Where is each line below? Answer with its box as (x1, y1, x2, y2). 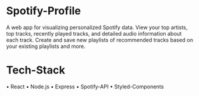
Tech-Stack (6, 63, 66, 77)
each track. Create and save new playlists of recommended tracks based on (6, 36, 194, 43)
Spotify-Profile (6, 4, 82, 18)
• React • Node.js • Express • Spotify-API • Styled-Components (6, 83, 164, 90)
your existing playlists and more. (6, 43, 86, 50)
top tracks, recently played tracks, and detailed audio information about (6, 30, 182, 37)
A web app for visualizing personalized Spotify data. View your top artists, (6, 24, 188, 31)
